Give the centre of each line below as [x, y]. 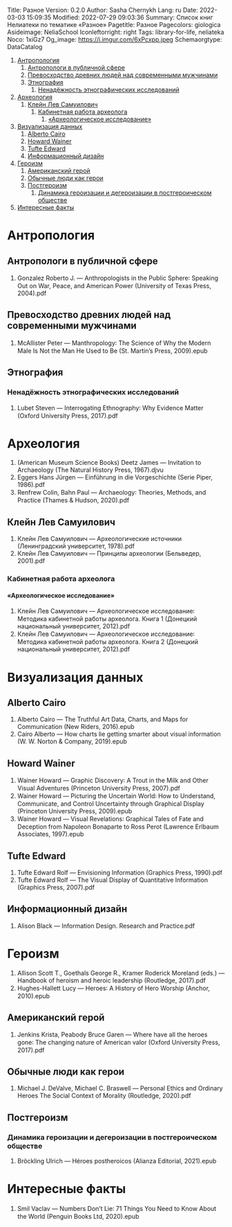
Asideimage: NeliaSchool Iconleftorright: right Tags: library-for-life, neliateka [116, 32]
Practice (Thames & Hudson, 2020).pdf [73, 500]
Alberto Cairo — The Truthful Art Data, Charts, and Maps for [103, 719]
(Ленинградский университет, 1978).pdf [76, 546]
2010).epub [33, 996]
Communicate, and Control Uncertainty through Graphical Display [111, 804]
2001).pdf [31, 561]
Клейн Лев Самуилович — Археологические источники [99, 539]
